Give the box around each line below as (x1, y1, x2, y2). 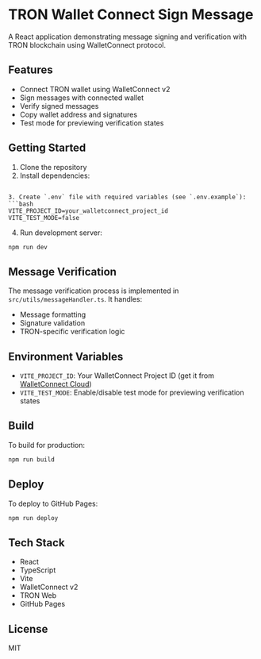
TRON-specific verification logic (19, 327, 125, 337)
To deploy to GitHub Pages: (8, 499, 98, 508)
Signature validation (19, 318, 86, 328)
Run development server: (19, 228, 103, 237)
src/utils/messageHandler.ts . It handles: (8, 295, 143, 304)
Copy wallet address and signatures (19, 110, 137, 119)
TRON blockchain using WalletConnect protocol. (8, 40, 167, 49)
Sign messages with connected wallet (19, 93, 144, 102)
